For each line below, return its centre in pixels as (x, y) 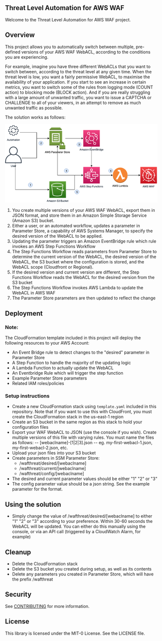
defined (13, 52)
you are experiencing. (27, 57)
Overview (20, 35)
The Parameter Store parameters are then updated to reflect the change (84, 298)
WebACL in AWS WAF (34, 293)
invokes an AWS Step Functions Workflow (54, 246)
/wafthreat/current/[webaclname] (52, 468)
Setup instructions (27, 396)
